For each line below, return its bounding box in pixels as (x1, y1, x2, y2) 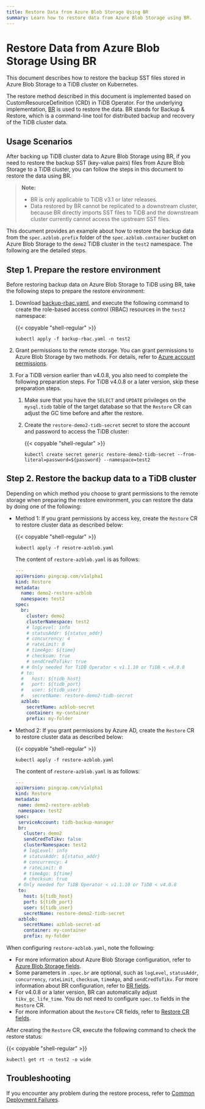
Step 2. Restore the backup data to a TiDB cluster (6, 473, 197, 484)
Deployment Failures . (6, 1096, 60, 1103)
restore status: (6, 1033, 43, 1040)
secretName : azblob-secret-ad (23, 922, 101, 928)
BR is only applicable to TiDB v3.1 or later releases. (30, 196, 157, 203)
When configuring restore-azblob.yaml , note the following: (6, 944, 155, 951)
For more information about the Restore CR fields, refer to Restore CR (15, 1008, 190, 1015)
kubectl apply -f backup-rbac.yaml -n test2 (15, 336, 131, 342)
